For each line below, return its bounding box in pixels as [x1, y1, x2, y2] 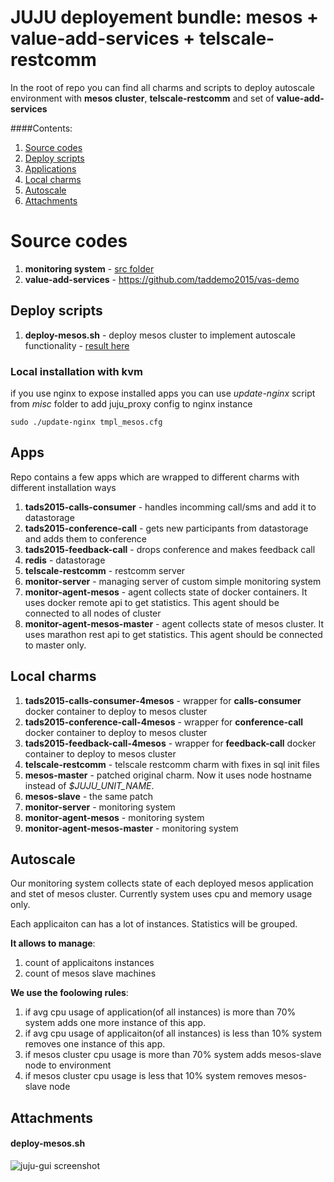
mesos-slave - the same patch [24, 790, 153, 802]
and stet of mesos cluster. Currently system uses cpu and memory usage [10, 888, 313, 900]
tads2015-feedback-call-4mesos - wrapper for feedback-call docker [24, 737, 317, 749]
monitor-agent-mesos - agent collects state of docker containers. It [24, 586, 308, 598]
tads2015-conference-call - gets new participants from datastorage [24, 522, 309, 534]
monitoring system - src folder [24, 262, 155, 275]
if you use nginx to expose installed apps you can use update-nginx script [10, 387, 316, 399]
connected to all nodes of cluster [24, 607, 162, 619]
